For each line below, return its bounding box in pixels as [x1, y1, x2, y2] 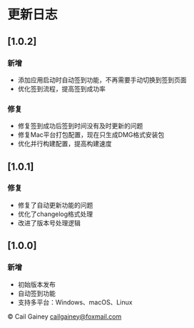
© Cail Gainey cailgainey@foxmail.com [7, 312, 122, 321]
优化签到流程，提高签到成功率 [17, 84, 106, 93]
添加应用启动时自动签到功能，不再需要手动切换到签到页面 [17, 76, 187, 84]
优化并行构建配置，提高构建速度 [17, 140, 112, 148]
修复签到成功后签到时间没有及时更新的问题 [17, 122, 143, 130]
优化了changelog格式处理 [17, 210, 93, 218]
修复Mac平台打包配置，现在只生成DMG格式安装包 [17, 130, 165, 139]
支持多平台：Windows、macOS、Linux [17, 297, 133, 307]
